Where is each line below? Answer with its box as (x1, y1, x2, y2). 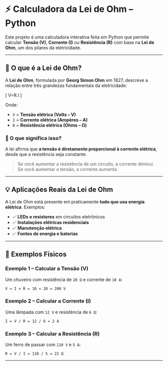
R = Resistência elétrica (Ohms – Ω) (12, 122, 87, 128)
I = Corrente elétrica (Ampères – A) (12, 116, 88, 122)
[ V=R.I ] (5, 92, 22, 98)
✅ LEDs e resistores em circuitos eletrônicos (12, 213, 105, 219)
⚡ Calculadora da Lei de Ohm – (5, 3, 133, 15)
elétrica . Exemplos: (5, 204, 45, 210)
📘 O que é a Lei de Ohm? (5, 64, 82, 72)
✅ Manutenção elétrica (12, 225, 62, 231)
